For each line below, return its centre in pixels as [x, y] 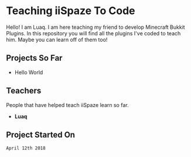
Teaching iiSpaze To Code [71, 11]
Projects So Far [34, 58]
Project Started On [40, 134]
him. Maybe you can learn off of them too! [57, 39]
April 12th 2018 [26, 148]
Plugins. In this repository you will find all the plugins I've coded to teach [93, 33]
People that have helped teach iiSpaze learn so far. [67, 105]
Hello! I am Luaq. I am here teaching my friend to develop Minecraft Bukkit [96, 27]
